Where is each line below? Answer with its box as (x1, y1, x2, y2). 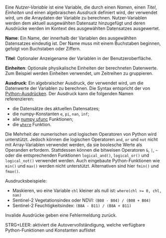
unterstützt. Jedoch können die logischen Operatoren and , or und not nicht (5, 137, 158, 142)
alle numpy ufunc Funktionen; (12, 116, 74, 122)
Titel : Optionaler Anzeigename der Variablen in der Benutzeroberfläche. (5, 55, 153, 61)
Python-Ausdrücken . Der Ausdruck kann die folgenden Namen (5, 91, 133, 96)
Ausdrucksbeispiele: (5, 178, 47, 184)
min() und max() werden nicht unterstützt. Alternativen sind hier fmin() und (5, 163, 159, 169)
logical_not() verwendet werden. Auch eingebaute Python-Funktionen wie (5, 158, 160, 164)
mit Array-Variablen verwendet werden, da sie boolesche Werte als (5, 142, 143, 148)
